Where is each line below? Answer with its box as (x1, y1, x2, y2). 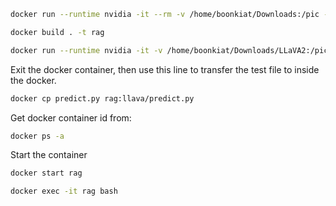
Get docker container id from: (10, 111, 132, 124)
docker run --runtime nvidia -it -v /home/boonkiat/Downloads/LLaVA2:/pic (10, 45, 329, 55)
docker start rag (10, 168, 83, 179)
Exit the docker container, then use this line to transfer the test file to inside (10, 63, 320, 75)
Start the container (10, 149, 88, 161)
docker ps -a (10, 131, 65, 141)
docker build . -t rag (10, 27, 105, 37)
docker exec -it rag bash (10, 186, 118, 197)
